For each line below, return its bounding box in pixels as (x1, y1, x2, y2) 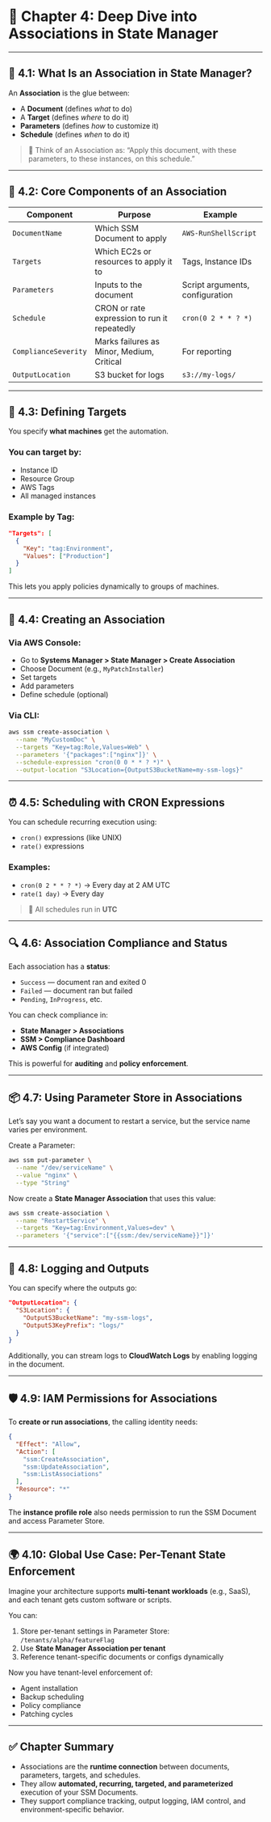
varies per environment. (8, 1125, 88, 1135)
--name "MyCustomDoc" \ (15, 736, 95, 744)
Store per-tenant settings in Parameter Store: (19, 1625, 170, 1636)
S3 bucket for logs (94, 369, 165, 380)
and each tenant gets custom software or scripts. (8, 1595, 172, 1604)
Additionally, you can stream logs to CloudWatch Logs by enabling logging (8, 1351, 258, 1361)
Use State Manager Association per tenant (19, 1643, 166, 1653)
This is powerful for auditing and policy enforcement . (8, 1059, 189, 1068)
